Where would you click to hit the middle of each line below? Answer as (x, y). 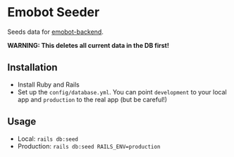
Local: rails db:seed (48, 139)
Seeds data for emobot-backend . (55, 32)
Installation (32, 68)
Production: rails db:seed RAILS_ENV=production (89, 146)
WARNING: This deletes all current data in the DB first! (88, 45)
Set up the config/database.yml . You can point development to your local (122, 92)
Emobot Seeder (54, 12)
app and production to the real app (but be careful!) (92, 99)
